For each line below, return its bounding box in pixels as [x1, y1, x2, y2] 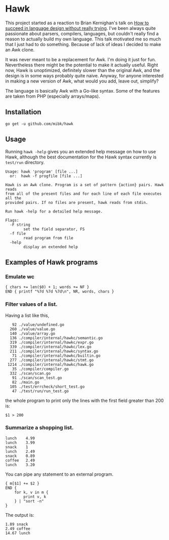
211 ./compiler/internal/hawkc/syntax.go [10, 349, 99, 354]
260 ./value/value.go [10, 326, 56, 331]
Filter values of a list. [5, 301, 58, 308]
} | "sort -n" [14, 499, 44, 504]
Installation [5, 108, 41, 116]
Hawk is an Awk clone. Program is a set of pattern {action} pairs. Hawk [5, 182, 164, 187]
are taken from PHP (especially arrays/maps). [5, 93, 100, 99]
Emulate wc [5, 273, 34, 280]
